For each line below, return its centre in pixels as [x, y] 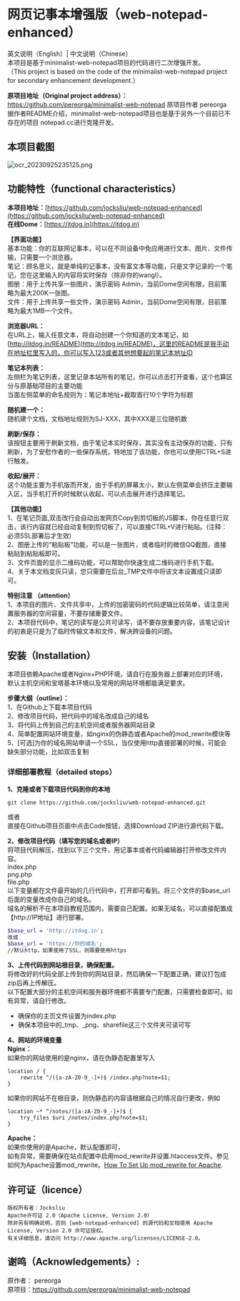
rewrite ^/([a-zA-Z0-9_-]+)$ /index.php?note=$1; [96, 1078]
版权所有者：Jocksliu [36, 1207]
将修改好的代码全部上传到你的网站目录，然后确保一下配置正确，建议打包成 [117, 974]
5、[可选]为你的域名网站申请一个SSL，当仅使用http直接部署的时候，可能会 [117, 743]
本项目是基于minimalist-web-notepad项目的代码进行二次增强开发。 [106, 62]
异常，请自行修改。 [41, 1001]
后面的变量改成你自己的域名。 [51, 899]
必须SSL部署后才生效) [39, 536]
